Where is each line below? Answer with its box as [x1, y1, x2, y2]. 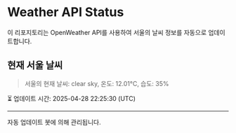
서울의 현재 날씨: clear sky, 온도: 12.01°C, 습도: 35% [24, 79, 170, 87]
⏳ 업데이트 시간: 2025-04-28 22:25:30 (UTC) [7, 94, 136, 102]
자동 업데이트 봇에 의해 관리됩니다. [7, 118, 101, 126]
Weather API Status [7, 4, 124, 20]
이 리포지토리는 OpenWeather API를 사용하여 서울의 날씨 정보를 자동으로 [7, 28, 207, 36]
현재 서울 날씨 [7, 59, 63, 71]
